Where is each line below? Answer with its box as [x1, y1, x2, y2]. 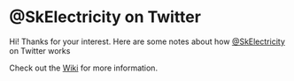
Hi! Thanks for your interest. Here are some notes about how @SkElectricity [9, 36, 286, 47]
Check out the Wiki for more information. [9, 63, 158, 73]
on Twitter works [9, 45, 71, 55]
